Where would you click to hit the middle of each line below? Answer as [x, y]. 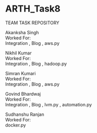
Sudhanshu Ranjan [25, 114]
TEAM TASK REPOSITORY [32, 23]
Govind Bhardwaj [23, 94]
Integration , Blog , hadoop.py [36, 63]
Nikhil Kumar [18, 53]
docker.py [16, 125]
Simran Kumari [21, 73]
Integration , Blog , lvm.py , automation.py [48, 104]
